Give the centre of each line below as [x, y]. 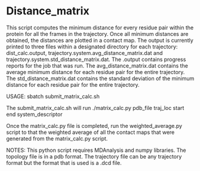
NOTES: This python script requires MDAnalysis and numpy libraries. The [96, 150]
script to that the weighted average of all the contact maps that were [90, 132]
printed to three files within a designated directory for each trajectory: [92, 47]
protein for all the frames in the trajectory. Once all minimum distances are [97, 33]
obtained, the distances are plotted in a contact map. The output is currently [100, 40]
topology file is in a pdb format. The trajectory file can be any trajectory [94, 156]
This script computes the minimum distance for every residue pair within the [100, 28]
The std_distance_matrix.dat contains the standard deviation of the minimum [100, 78]
